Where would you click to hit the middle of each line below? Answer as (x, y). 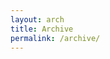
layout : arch (37, 19)
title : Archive (42, 29)
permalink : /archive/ (55, 38)
